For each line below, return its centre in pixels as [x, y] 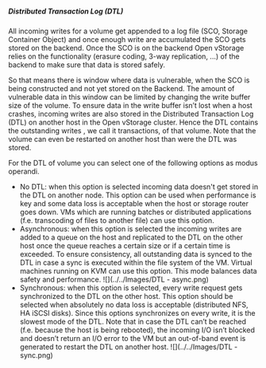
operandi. [24, 171]
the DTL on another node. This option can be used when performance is [138, 195]
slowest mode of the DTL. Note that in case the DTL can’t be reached [133, 321]
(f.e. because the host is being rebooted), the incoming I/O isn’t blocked [137, 330]
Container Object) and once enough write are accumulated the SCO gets [127, 39]
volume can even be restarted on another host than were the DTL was [123, 139]
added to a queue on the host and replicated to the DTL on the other [131, 237]
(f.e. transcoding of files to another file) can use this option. [117, 220]
